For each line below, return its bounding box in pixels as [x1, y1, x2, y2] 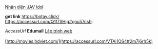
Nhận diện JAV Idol [5, 4, 44, 10]
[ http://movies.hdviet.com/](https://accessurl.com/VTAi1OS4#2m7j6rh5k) [5, 38, 153, 44]
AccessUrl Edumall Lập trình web [5, 28, 73, 33]
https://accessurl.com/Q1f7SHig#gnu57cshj [5, 19, 93, 24]
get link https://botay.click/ [5, 14, 59, 19]
